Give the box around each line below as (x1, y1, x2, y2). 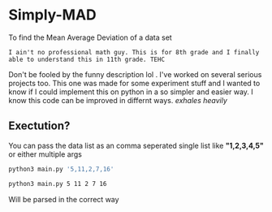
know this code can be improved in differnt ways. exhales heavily (8, 95, 227, 105)
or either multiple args (8, 149, 83, 159)
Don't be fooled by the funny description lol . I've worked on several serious (8, 69, 262, 79)
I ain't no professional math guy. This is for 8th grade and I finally (8, 48, 260, 56)
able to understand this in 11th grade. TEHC (8, 55, 165, 63)
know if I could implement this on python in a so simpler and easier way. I (8, 87, 253, 97)
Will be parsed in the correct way (8, 194, 119, 204)
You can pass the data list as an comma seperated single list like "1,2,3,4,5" (8, 141, 264, 150)
